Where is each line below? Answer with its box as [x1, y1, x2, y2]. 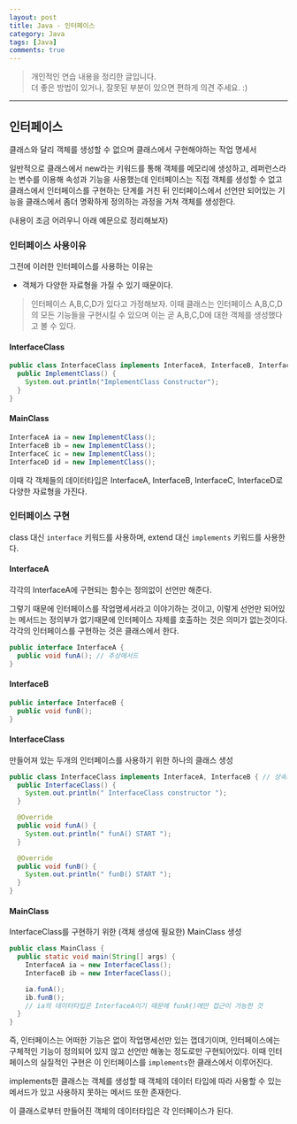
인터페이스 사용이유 [9, 239, 87, 251]
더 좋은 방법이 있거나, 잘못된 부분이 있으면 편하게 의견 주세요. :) [30, 82, 248, 93]
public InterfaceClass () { [17, 781, 117, 789]
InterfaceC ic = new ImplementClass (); [9, 449, 156, 458]
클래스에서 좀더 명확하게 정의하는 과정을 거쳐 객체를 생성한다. [25, 196, 236, 206]
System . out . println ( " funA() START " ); [25, 829, 172, 838]
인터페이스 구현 [9, 510, 71, 522]
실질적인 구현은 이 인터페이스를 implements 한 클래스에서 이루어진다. [39, 1057, 273, 1067]
